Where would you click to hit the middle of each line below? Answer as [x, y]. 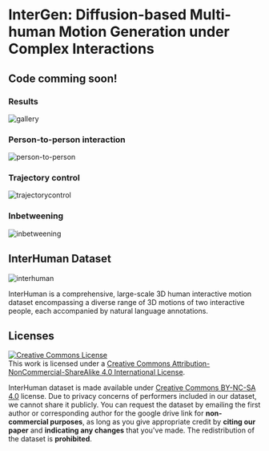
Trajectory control [44, 178]
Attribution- [191, 364]
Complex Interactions [81, 49]
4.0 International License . [143, 372]
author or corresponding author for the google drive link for [106, 413]
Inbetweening [36, 216]
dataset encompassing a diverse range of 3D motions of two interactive [126, 302]
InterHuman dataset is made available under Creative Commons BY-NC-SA [132, 388]
